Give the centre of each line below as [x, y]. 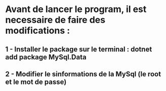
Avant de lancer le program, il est [76, 9]
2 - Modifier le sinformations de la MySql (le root [83, 74]
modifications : [38, 31]
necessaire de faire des [55, 20]
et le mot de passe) [36, 82]
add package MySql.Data [46, 57]
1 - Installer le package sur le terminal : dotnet [79, 49]
